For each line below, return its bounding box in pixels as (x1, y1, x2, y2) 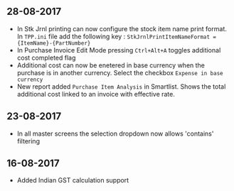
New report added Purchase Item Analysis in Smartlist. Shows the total (16, 82, 226, 91)
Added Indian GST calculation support (16, 176, 129, 185)
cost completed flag (16, 53, 76, 62)
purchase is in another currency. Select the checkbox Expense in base (16, 68, 223, 77)
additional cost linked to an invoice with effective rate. (16, 89, 176, 98)
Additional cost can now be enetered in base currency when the (16, 60, 206, 70)
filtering (16, 136, 41, 145)
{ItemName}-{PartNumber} (16, 39, 91, 47)
